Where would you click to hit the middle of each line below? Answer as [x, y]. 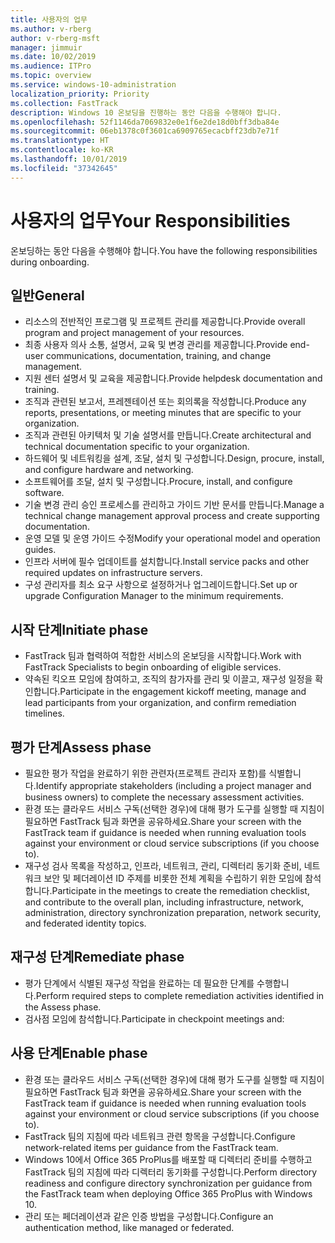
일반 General [47, 295]
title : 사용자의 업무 [49, 19]
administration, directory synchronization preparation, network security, [173, 912]
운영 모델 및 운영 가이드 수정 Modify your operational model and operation [172, 538]
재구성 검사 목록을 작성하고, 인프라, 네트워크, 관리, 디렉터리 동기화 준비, [163, 865]
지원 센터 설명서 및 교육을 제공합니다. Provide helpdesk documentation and [173, 378]
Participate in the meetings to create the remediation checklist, [180, 890]
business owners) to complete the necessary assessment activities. [164, 797]
